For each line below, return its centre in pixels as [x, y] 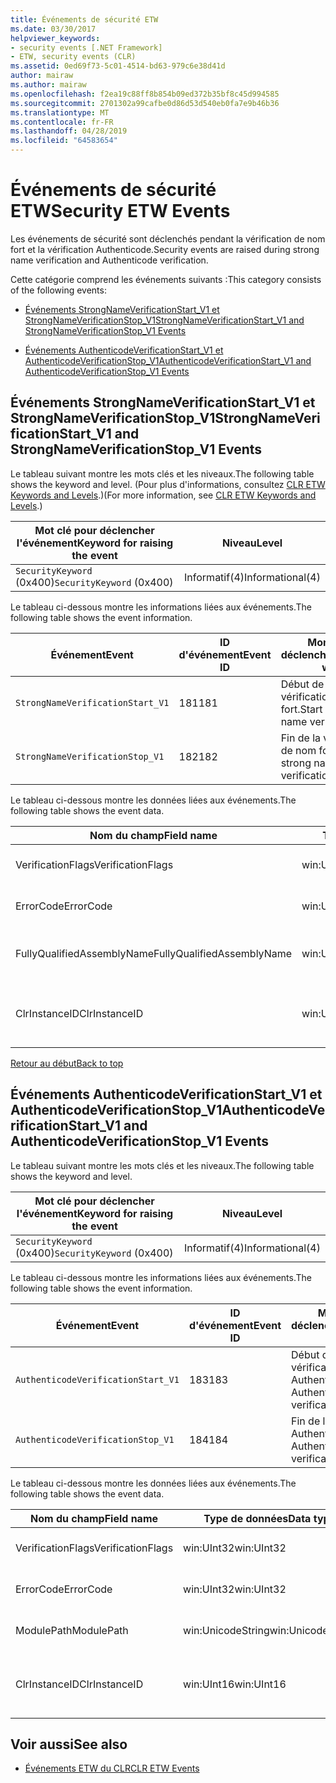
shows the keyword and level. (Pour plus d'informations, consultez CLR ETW [168, 484]
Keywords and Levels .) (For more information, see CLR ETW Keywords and [163, 495]
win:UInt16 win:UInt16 [235, 1684]
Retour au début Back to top [67, 1063]
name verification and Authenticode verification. [109, 260]
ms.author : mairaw [48, 85]
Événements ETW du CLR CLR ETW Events [112, 1768]
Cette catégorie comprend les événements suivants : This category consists [166, 279]
